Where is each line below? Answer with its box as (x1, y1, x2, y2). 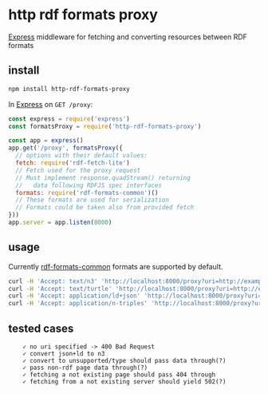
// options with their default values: (15, 152, 148, 160)
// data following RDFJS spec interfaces (15, 181, 162, 189)
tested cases (8, 321, 74, 335)
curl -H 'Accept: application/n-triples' (8, 300, 148, 308)
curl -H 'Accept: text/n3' (8, 277, 98, 285)
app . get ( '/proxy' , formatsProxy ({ (8, 144, 124, 153)
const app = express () (8, 137, 84, 145)
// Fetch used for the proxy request (15, 166, 141, 174)
